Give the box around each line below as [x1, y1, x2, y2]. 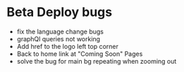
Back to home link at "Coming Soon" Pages [16, 50, 143, 58]
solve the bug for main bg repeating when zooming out [16, 57, 177, 65]
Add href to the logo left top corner [16, 42, 119, 50]
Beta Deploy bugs [6, 4, 113, 20]
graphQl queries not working [16, 34, 100, 43]
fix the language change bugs [16, 27, 104, 36]
